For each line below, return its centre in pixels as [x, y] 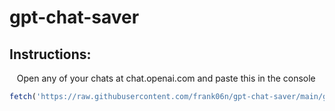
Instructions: [50, 54]
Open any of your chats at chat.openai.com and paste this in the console [166, 78]
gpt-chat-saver [74, 17]
